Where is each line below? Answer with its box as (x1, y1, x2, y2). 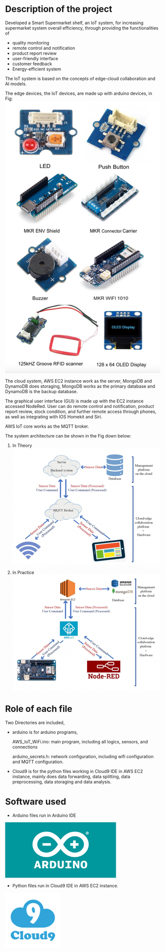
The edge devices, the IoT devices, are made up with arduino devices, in (5, 90, 153, 96)
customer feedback (12, 61, 52, 67)
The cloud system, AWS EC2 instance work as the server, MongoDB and (5, 378, 152, 384)
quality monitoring (12, 39, 49, 45)
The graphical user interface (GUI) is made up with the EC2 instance (5, 398, 144, 404)
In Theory (12, 442, 32, 448)
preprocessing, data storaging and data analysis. (12, 779, 112, 785)
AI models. (5, 80, 27, 87)
